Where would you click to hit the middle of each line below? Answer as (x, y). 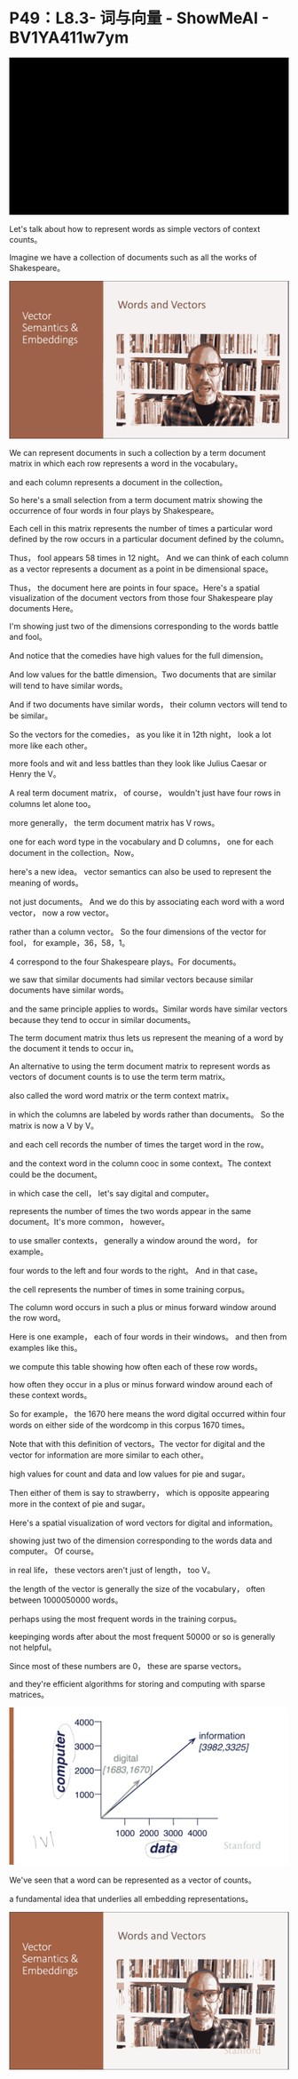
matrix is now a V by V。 (54, 1125)
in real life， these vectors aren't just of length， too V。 (112, 1570)
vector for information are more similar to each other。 (109, 1455)
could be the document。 (55, 1174)
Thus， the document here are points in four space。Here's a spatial (134, 588)
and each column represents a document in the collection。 (118, 482)
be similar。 (31, 716)
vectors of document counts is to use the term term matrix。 (120, 1076)
